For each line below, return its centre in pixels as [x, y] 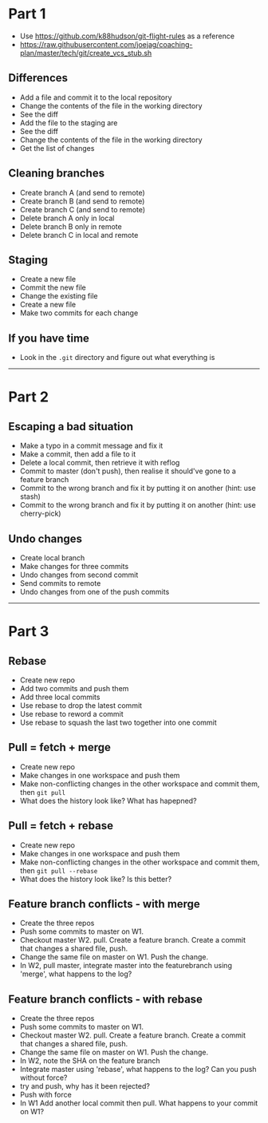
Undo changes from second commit [79, 575]
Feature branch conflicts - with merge [104, 904]
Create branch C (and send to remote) [83, 209]
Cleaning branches [57, 174]
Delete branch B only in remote [71, 226]
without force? [43, 1078]
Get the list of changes [57, 148]
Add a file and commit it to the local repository [96, 97]
